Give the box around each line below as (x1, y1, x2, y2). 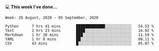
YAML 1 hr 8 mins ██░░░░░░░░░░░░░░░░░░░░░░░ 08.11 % (5, 37, 154, 42)
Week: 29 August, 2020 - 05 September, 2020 (5, 15, 99, 20)
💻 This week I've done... (5, 4, 58, 10)
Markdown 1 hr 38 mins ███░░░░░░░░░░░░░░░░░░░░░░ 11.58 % (5, 32, 154, 37)
